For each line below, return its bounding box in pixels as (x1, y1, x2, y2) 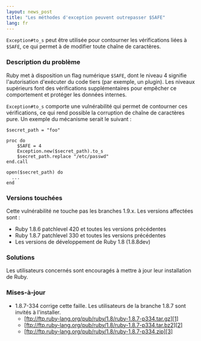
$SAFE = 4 (17, 143, 42, 149)
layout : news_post (6, 8, 52, 15)
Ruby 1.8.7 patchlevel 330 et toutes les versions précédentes (14, 231, 166, 239)
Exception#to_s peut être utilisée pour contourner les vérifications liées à (6, 37, 187, 44)
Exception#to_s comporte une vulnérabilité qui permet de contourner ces (6, 102, 188, 110)
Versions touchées (6, 193, 63, 202)
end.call (6, 158, 28, 164)
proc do (6, 137, 26, 143)
